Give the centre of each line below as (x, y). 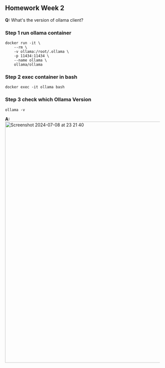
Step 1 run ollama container (38, 33)
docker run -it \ (23, 43)
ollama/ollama (28, 65)
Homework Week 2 (35, 8)
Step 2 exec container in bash (41, 77)
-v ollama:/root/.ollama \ (41, 52)
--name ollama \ (31, 60)
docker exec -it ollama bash (35, 87)
